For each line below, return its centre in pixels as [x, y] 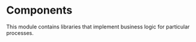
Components [39, 10]
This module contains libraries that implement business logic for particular [98, 27]
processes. [20, 33]
